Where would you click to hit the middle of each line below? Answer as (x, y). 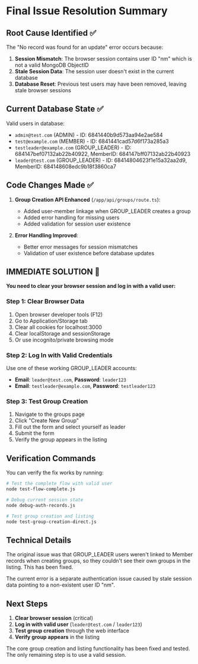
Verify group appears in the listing (57, 637)
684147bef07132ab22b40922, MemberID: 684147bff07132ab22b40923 (103, 154)
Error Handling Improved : (47, 235)
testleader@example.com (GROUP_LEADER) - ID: (73, 148)
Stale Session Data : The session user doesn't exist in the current (94, 71)
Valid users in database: (36, 123)
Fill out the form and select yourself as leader (70, 427)
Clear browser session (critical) (54, 618)
